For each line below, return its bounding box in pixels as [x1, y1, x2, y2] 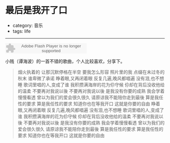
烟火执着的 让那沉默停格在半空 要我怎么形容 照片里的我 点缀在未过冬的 [17, 69, 165, 75]
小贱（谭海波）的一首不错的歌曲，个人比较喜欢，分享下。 [5, 58, 125, 64]
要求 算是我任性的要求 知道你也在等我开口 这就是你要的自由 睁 [26, 100, 156, 106]
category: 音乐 [12, 22, 43, 28]
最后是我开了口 [5, 5, 68, 16]
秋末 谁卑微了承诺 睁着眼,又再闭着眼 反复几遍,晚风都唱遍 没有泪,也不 [17, 75, 160, 81]
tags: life [12, 28, 31, 34]
